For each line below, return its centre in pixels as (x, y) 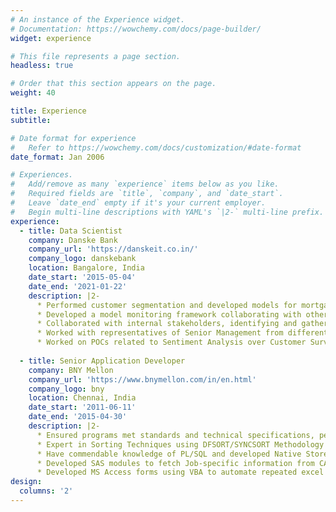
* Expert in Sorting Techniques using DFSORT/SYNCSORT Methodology (180, 444)
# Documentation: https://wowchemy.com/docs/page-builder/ (136, 29)
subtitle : (31, 120)
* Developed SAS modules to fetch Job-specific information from (175, 463)
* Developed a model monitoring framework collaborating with (169, 314)
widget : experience (51, 38)
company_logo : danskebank (82, 259)
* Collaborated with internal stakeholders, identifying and (167, 324)
